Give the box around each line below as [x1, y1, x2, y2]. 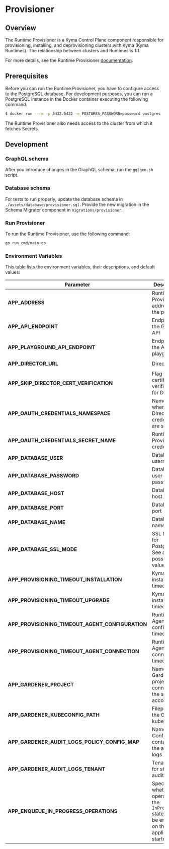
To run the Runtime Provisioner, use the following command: [5, 231, 130, 237]
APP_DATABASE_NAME [8, 519, 65, 526]
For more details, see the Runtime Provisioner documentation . [5, 57, 133, 63]
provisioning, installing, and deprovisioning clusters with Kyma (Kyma [5, 42, 149, 48]
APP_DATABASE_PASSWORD [8, 472, 79, 479]
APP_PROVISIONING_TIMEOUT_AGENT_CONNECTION [8, 648, 139, 655]
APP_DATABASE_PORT [8, 505, 64, 512]
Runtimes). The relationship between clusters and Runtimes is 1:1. [5, 48, 141, 53]
